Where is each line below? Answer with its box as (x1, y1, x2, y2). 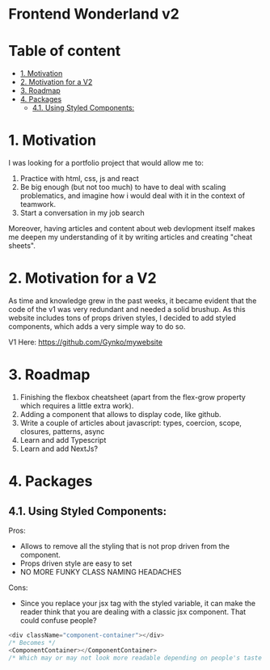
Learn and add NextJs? (19, 444, 99, 453)
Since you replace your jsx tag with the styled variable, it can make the (19, 598, 256, 608)
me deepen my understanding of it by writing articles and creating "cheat (8, 232, 253, 242)
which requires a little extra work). (19, 401, 134, 411)
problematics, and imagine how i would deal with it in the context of (19, 191, 245, 200)
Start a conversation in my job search (19, 208, 146, 218)
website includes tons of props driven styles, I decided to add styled (8, 313, 237, 322)
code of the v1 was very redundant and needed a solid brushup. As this (8, 305, 246, 314)
